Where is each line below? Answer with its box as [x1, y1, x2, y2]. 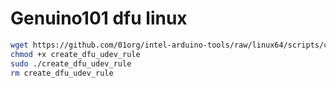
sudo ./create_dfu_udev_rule [10, 58, 132, 69]
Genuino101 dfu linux [10, 7, 188, 30]
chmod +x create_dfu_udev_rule [10, 49, 141, 59]
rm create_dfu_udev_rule [10, 68, 114, 78]
